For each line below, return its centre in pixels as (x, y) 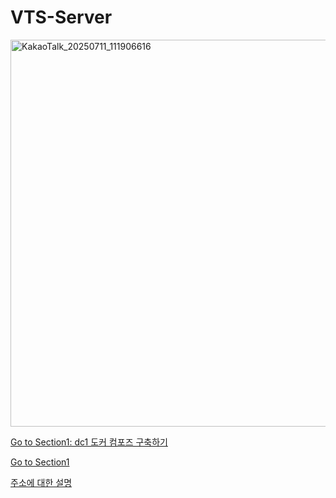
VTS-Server (61, 17)
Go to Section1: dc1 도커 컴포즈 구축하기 (89, 442)
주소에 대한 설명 (41, 482)
